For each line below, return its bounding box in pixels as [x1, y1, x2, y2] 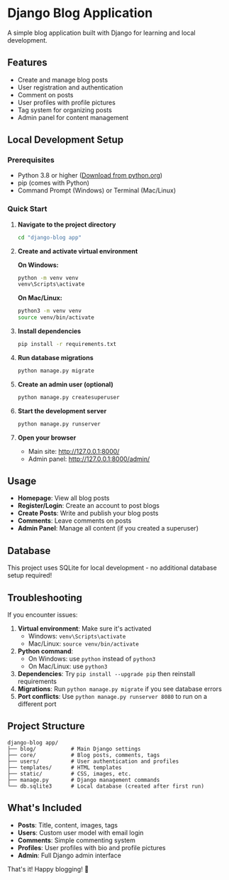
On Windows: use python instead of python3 [28, 655, 156, 663]
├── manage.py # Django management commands [7, 776, 160, 783]
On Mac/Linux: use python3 [28, 662, 108, 670]
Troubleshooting [7, 592, 83, 604]
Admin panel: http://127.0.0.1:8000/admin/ [28, 455, 150, 463]
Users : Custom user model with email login [17, 828, 144, 837]
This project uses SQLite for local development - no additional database [7, 563, 218, 572]
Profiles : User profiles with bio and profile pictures [17, 843, 166, 852]
